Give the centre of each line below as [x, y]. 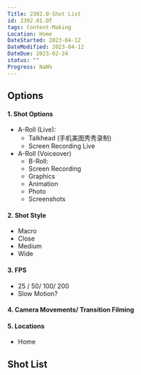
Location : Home [30, 34]
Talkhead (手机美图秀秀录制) [70, 138]
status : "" [23, 60]
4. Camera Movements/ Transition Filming [71, 310]
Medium [30, 246]
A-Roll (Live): [37, 130]
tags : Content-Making [40, 27]
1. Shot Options [30, 114]
